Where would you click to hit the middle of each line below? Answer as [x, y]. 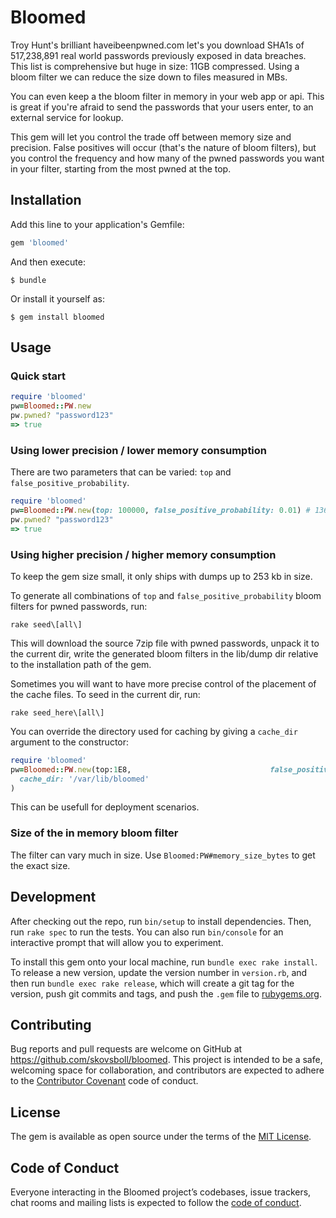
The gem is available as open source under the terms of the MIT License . [161, 1137]
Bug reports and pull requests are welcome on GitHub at [126, 1049]
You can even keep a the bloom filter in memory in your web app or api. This [167, 96]
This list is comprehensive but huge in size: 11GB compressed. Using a [155, 66]
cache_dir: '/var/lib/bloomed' [84, 779]
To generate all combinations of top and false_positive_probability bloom [166, 595]
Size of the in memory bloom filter [94, 833]
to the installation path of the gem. [81, 664]
